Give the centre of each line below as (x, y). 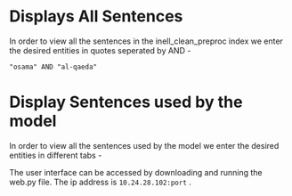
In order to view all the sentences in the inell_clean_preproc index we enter (146, 41)
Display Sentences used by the (126, 102)
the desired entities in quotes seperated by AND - (100, 50)
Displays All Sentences (96, 16)
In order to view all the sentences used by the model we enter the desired (144, 145)
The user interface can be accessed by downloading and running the (136, 172)
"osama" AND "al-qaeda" (53, 67)
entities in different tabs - (56, 155)
